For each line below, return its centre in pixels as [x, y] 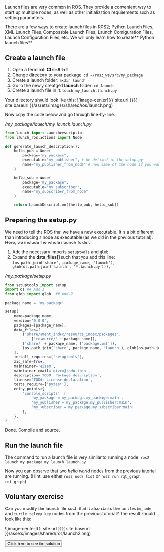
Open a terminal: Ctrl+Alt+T [40, 69]
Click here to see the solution [34, 543]
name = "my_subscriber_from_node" [56, 192]
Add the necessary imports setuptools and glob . [61, 252]
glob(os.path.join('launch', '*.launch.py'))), [61, 267]
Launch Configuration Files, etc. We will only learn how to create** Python [80, 37]
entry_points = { [29, 389]
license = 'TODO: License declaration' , [53, 380]
